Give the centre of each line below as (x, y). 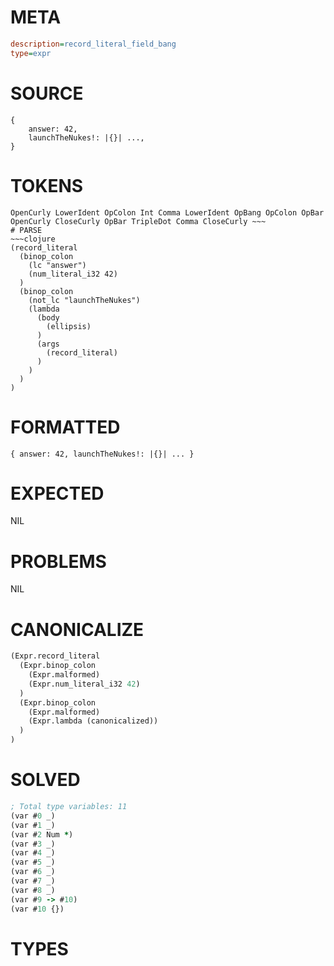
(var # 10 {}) (37, 909)
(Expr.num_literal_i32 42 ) (84, 684)
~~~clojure (33, 239)
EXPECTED (57, 493)
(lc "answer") (57, 265)
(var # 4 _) (33, 853)
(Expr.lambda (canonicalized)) (93, 721)
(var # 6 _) (33, 872)
